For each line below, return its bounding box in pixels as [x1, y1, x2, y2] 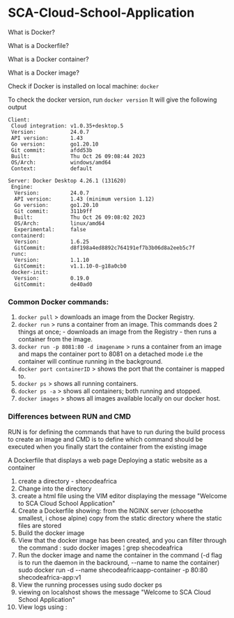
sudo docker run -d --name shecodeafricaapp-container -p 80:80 [17, 566, 208, 574]
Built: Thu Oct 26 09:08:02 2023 [14, 214, 146, 221]
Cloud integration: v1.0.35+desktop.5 [10, 122, 124, 130]
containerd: [10, 232, 46, 239]
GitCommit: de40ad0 [14, 281, 93, 288]
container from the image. [17, 335, 93, 343]
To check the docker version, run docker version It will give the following [8, 95, 217, 104]
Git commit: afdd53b [10, 146, 93, 154]
